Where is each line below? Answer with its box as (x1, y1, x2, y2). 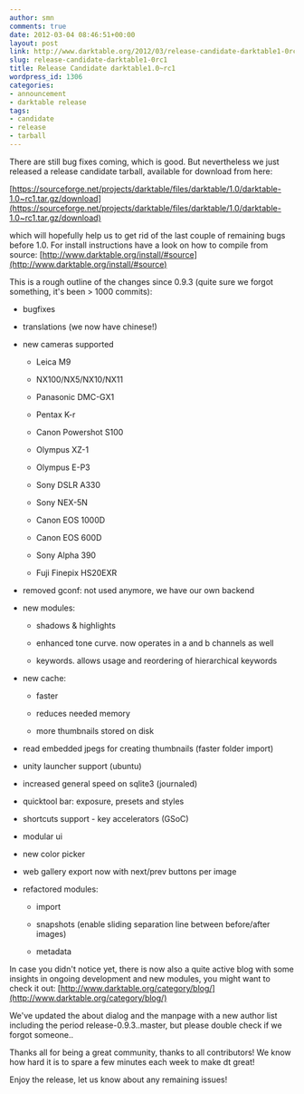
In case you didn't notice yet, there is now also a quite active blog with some (9, 963, 294, 974)
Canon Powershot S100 (35, 426, 124, 437)
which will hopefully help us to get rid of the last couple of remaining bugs (9, 230, 286, 240)
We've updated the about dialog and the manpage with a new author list (9, 1010, 278, 1021)
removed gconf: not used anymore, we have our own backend (22, 584, 255, 595)
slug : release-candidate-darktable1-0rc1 (9, 55, 168, 64)
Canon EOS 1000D (35, 514, 106, 525)
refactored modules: (22, 884, 99, 894)
